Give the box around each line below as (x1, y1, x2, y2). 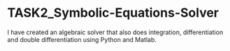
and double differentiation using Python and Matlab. (7, 35, 157, 43)
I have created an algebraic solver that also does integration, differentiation (7, 28, 224, 36)
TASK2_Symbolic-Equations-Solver (7, 5, 219, 21)
